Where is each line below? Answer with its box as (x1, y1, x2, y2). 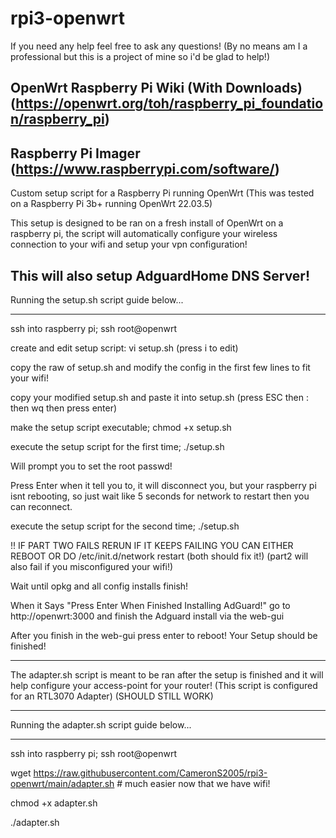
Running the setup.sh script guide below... (10, 293, 184, 306)
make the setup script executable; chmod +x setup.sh (10, 421, 232, 433)
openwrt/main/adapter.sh (10, 777, 115, 789)
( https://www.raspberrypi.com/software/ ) (10, 160, 280, 177)
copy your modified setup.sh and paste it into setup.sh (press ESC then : (10, 391, 309, 403)
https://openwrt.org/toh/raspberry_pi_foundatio (15, 95, 324, 112)
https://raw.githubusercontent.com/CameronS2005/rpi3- (33, 767, 268, 779)
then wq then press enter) (10, 402, 118, 414)
